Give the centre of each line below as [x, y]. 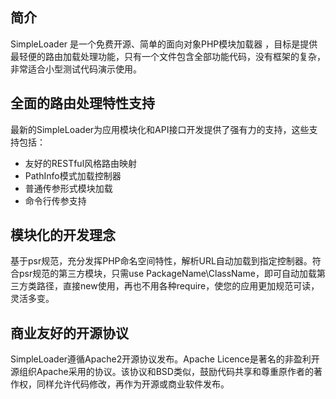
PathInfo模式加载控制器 [73, 175]
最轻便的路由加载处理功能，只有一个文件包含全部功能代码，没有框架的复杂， [168, 56]
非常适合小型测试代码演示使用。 [76, 69]
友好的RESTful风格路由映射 [81, 163]
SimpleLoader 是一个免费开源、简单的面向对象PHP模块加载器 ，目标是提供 [164, 44]
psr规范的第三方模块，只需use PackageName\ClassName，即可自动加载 [167, 274]
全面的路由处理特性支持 [82, 103]
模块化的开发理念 [63, 235]
